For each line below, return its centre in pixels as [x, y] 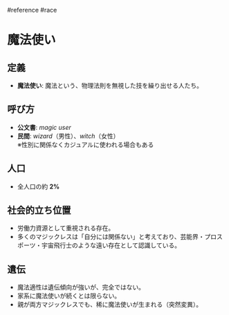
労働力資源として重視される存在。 [66, 228]
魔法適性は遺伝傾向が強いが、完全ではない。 [81, 287]
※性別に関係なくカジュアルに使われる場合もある [85, 144]
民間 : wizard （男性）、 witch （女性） [68, 136]
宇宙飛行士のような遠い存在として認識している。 [111, 245]
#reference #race [32, 10]
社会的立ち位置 [39, 210]
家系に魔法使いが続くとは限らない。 [69, 296]
